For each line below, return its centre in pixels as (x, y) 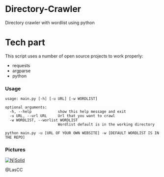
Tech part (25, 42)
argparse (21, 71)
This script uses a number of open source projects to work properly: (74, 56)
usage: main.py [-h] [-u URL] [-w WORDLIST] (51, 99)
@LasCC (14, 170)
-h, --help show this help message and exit (68, 112)
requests (21, 65)
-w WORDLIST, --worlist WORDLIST (44, 120)
